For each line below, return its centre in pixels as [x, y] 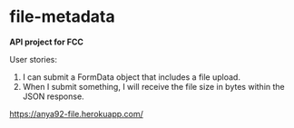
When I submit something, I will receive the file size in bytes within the [154, 86]
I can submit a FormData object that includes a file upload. [131, 77]
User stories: [33, 59]
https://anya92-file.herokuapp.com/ [76, 113]
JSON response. [53, 96]
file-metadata [62, 17]
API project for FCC [47, 42]
